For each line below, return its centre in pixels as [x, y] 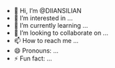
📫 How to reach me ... [46, 41]
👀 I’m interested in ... [43, 18]
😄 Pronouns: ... [36, 51]
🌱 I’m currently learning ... [51, 25]
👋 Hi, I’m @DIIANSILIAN [47, 11]
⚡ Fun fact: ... [33, 58]
